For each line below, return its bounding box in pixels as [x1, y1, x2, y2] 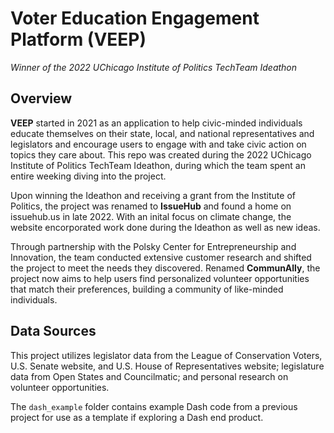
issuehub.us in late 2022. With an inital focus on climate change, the [10, 210, 292, 222]
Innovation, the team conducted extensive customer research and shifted [10, 251, 312, 263]
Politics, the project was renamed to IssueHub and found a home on [10, 200, 292, 212]
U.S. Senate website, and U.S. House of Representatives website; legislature [10, 360, 325, 372]
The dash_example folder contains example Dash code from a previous [10, 400, 298, 412]
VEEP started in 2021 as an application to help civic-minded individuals [10, 117, 303, 129]
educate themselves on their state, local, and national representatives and [10, 127, 315, 139]
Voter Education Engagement [10, 7, 260, 30]
